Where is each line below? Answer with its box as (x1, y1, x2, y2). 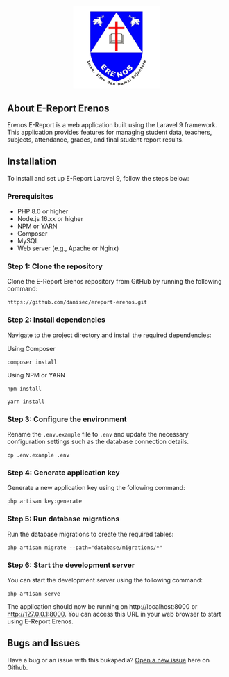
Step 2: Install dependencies (7, 315, 105, 325)
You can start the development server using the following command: (7, 576, 203, 584)
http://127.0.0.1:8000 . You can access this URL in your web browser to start (7, 610, 221, 618)
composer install (7, 359, 58, 366)
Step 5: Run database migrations (7, 514, 120, 523)
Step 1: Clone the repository (7, 261, 103, 271)
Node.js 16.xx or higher (17, 215, 83, 223)
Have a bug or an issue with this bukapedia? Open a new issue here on (7, 655, 210, 664)
